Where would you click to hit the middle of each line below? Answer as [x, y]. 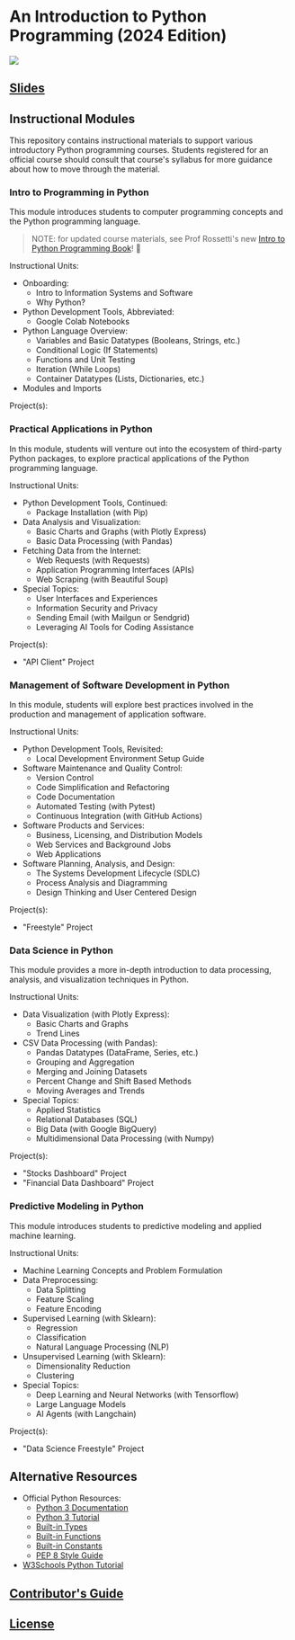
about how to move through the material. [85, 169]
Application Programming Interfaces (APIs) [115, 569]
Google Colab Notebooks [83, 322]
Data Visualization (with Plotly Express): [96, 1014]
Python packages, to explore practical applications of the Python [130, 458]
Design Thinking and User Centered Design [116, 893]
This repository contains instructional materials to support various [131, 140]
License [32, 1624]
